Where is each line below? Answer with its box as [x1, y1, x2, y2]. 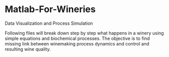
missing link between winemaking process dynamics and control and [5, 40, 150, 46]
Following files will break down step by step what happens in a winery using [5, 30, 164, 36]
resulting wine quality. [5, 46, 51, 52]
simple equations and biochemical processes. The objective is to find [5, 35, 150, 41]
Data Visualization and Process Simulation [5, 20, 93, 26]
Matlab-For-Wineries [5, 4, 96, 15]
